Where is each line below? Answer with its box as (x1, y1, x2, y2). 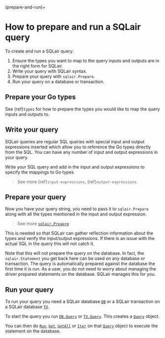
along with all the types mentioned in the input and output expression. (5, 211, 147, 217)
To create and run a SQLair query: (5, 48, 74, 54)
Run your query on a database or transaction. (12, 78, 104, 84)
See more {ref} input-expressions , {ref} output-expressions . (17, 178, 138, 184)
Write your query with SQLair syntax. (12, 68, 87, 74)
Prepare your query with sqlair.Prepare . (12, 73, 95, 79)
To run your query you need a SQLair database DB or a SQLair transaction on (5, 299, 160, 304)
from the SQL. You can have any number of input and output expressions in (5, 149, 158, 155)
